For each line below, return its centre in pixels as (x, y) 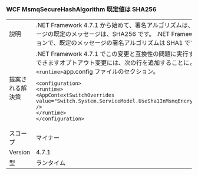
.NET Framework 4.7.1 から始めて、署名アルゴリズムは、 (115, 25)
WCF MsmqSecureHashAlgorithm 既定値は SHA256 (81, 9)
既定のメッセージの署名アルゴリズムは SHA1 (121, 43)
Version (20, 153)
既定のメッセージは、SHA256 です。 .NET (111, 34)
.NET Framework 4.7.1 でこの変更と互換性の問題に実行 (112, 54)
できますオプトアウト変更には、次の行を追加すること (110, 63)
